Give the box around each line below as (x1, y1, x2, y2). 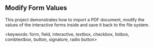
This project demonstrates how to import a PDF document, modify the (5, 16, 145, 22)
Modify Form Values (5, 4, 67, 12)
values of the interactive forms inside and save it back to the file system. (5, 22, 150, 28)
